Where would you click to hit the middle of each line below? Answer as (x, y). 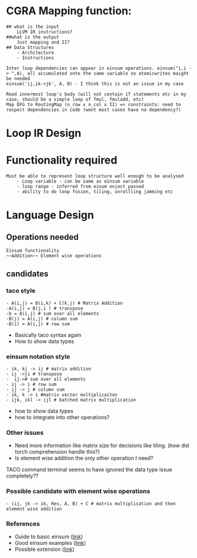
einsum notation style (38, 356)
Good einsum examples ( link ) (50, 543)
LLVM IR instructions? (45, 32)
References (23, 524)
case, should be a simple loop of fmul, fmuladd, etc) (75, 99)
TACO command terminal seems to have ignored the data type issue (89, 470)
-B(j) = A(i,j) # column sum (42, 318)
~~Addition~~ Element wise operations (54, 256)
